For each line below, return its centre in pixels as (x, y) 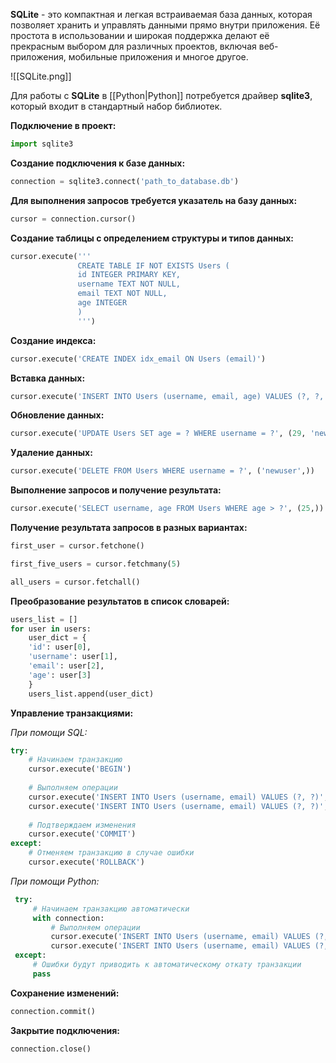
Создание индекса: (53, 340)
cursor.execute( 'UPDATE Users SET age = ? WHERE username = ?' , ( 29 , (158, 434)
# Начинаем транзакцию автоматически (111, 909)
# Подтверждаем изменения (82, 825)
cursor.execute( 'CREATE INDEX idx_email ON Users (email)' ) (138, 359)
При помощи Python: (55, 881)
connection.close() (51, 1049)
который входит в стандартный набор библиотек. (116, 106)
